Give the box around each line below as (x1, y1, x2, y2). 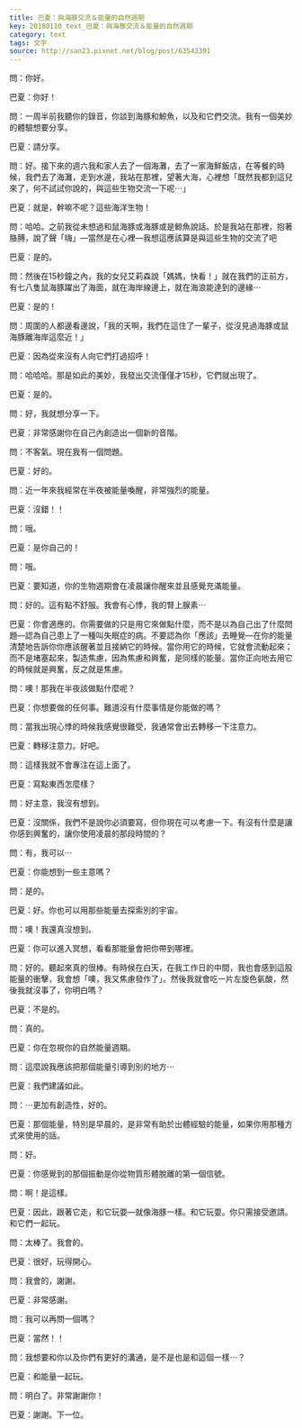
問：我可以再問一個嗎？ (9, 1314, 96, 1324)
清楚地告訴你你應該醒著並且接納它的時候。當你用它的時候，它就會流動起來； (9, 641, 293, 652)
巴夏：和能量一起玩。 (9, 1371, 88, 1382)
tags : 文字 (9, 38, 48, 48)
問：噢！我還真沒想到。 (9, 924, 96, 935)
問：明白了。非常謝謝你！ (9, 1390, 104, 1401)
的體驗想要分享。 (9, 123, 73, 133)
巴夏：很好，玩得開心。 (9, 1256, 96, 1267)
